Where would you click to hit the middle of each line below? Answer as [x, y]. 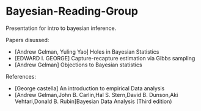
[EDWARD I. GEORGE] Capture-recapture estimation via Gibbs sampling [105, 58]
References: [21, 76]
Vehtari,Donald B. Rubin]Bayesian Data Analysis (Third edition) [93, 101]
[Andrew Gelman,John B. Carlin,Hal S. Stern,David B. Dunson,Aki [96, 95]
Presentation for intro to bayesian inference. [61, 28]
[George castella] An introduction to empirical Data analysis [90, 88]
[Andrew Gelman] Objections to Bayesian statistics [78, 65]
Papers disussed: [27, 40]
